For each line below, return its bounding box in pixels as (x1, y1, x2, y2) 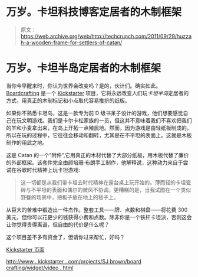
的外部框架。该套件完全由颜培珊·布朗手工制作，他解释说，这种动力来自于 (6, 159, 184, 166)
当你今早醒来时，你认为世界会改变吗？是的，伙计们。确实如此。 (6, 82, 161, 89)
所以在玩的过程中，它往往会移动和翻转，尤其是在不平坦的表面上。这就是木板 (6, 131, 192, 139)
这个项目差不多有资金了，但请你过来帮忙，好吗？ (6, 233, 125, 240)
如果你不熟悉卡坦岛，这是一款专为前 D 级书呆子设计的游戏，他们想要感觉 (6, 109, 183, 116)
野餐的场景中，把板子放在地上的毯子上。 (20, 193, 119, 201)
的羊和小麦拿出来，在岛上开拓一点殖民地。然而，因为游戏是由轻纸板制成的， (6, 124, 192, 131)
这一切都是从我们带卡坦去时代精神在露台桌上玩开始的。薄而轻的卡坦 (20, 178, 186, 186)
